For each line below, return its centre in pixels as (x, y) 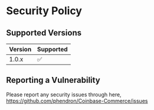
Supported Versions (44, 33)
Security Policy (44, 11)
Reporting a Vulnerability (53, 80)
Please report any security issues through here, (64, 94)
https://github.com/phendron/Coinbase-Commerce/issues (77, 101)
